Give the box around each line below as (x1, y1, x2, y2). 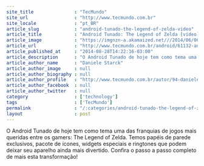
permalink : (6, 105, 78, 111)
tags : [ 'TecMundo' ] (6, 99, 113, 105)
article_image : (6, 37, 78, 43)
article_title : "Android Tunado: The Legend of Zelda (6, 32, 178, 38)
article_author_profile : (6, 77, 78, 83)
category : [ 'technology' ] (6, 94, 118, 100)
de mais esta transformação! (6, 153, 78, 161)
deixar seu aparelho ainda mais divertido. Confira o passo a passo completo (6, 147, 197, 154)
